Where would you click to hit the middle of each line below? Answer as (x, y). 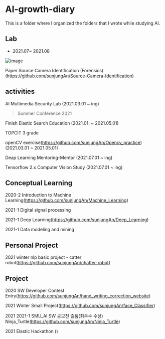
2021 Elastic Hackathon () (32, 331)
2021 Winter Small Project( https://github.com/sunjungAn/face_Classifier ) (80, 305)
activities (20, 92)
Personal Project (32, 245)
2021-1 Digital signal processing (38, 210)
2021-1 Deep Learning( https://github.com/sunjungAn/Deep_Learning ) (77, 220)
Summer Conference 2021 (44, 113)
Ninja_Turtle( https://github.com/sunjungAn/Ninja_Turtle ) (63, 321)
